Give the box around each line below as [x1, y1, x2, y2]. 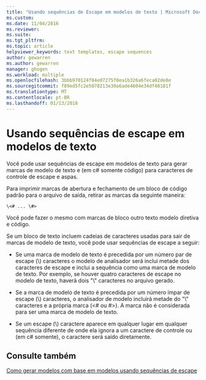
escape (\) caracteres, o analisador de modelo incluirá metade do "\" [15, 295, 189, 302]
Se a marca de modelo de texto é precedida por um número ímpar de [15, 289, 190, 296]
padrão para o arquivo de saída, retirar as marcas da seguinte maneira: [6, 191, 186, 199]
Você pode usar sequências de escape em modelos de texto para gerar [6, 160, 188, 167]
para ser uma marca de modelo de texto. [15, 308, 118, 316]
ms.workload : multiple [6, 72, 64, 78]
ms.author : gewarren [6, 60, 59, 66]
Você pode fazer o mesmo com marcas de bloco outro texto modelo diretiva [6, 214, 199, 221]
